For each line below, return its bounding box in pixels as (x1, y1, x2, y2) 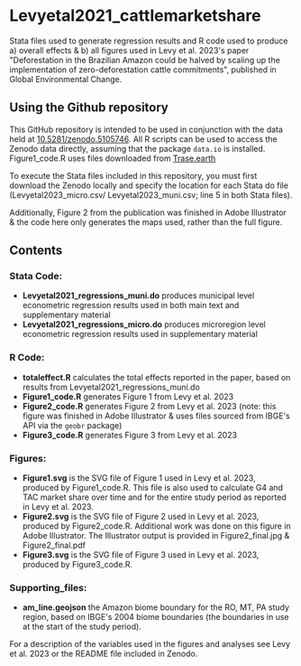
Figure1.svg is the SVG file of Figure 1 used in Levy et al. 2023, (22, 473, 256, 483)
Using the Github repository (9, 100, 169, 116)
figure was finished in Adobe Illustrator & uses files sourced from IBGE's (22, 410, 290, 421)
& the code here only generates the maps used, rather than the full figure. (9, 216, 283, 227)
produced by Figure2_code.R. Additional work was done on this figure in (22, 521, 291, 531)
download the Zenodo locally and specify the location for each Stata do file (9, 180, 288, 191)
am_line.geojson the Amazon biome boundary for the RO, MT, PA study (22, 602, 290, 613)
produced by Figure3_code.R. (22, 559, 133, 570)
